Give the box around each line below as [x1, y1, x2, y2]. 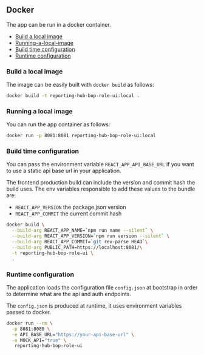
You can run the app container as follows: [6, 121, 110, 128]
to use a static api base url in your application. [6, 167, 121, 175]
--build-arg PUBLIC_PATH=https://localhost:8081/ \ [12, 244, 143, 251]
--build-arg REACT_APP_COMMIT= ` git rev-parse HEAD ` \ [12, 239, 148, 245]
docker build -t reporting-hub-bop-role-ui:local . [6, 93, 140, 99]
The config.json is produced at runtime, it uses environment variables [6, 302, 182, 309]
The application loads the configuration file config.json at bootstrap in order [6, 283, 198, 291]
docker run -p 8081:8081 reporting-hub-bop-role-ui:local [6, 133, 156, 139]
